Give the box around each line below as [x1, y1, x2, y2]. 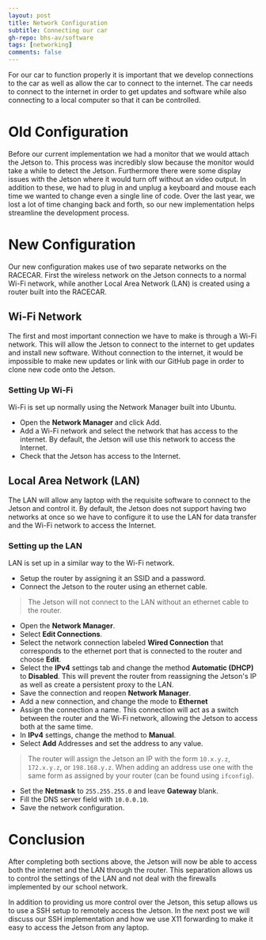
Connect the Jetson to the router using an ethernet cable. [19, 582, 208, 592]
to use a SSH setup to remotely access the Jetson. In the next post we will [8, 906, 250, 915]
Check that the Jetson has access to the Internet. [19, 451, 180, 461]
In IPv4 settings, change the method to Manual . [19, 730, 177, 740]
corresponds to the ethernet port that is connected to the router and [19, 646, 242, 656]
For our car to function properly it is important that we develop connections [8, 70, 254, 79]
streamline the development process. [8, 207, 130, 218]
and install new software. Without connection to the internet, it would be [8, 347, 244, 357]
